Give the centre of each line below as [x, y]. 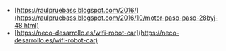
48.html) [26, 25]
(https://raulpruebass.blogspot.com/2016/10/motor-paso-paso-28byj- [116, 18]
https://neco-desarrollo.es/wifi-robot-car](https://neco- [98, 33]
